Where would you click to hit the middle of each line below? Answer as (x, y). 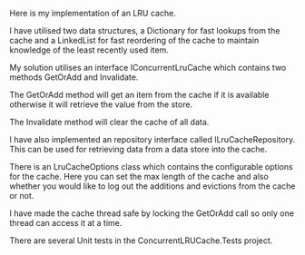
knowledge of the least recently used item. (89, 50)
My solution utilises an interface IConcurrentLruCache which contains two (148, 68)
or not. (22, 196)
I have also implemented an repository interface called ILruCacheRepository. (152, 139)
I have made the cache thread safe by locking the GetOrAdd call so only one (152, 213)
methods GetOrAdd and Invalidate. (74, 77)
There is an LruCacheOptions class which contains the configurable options (151, 167)
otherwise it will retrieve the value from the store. (101, 104)
